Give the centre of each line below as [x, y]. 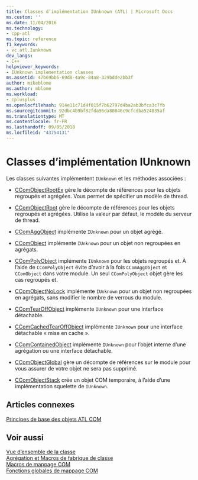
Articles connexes [40, 405]
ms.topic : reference [32, 39]
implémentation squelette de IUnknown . [61, 386]
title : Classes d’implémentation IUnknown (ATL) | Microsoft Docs [90, 12]
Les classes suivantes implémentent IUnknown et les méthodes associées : [96, 178]
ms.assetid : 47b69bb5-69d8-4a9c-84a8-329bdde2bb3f [70, 78]
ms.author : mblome [29, 89]
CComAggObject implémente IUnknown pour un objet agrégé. [89, 231]
